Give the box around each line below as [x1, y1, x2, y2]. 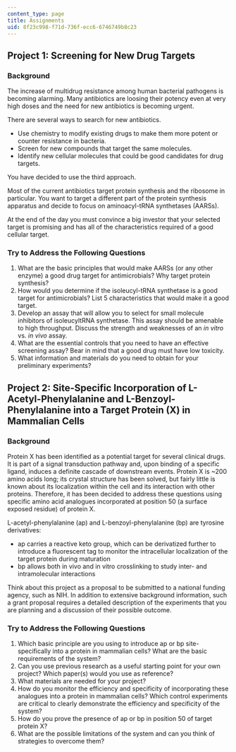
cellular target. [7, 230, 49, 239]
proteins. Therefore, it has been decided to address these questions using [7, 490, 222, 499]
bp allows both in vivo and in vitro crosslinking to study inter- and [17, 562, 208, 571]
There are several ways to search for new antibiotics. [7, 116, 161, 124]
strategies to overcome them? [17, 737, 104, 746]
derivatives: [7, 526, 42, 535]
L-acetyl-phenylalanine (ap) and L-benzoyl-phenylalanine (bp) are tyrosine [7, 518, 225, 527]
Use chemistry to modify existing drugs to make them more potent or [17, 129, 218, 138]
